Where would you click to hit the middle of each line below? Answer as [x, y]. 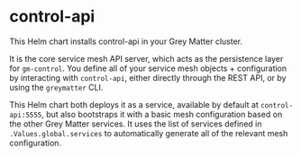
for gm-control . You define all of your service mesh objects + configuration [148, 68]
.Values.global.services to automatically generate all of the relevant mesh [149, 133]
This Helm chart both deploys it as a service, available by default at [134, 104]
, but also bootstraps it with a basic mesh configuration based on [162, 114]
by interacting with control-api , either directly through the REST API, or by [148, 77]
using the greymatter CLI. [56, 87]
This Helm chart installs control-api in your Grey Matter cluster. [126, 41]
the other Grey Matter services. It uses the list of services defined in [136, 124]
